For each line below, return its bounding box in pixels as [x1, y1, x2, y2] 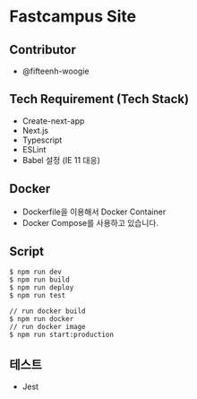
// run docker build [9, 307, 87, 316]
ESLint [21, 143, 47, 154]
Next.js [21, 125, 49, 135]
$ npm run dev [9, 267, 63, 277]
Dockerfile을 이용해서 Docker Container [21, 206, 167, 217]
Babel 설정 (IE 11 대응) [21, 154, 100, 165]
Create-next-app [21, 115, 85, 126]
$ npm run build [9, 275, 70, 284]
